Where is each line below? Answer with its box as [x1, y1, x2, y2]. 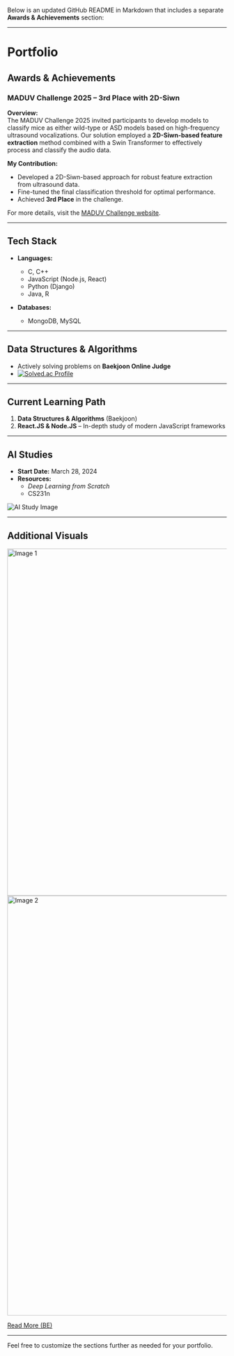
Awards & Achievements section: [7, 13, 104, 22]
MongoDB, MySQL [27, 317, 81, 325]
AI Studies [7, 449, 54, 460]
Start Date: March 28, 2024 [17, 467, 97, 476]
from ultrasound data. [17, 180, 80, 188]
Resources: [17, 474, 52, 483]
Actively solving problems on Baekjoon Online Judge [17, 362, 171, 370]
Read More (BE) [7, 1321, 53, 1329]
